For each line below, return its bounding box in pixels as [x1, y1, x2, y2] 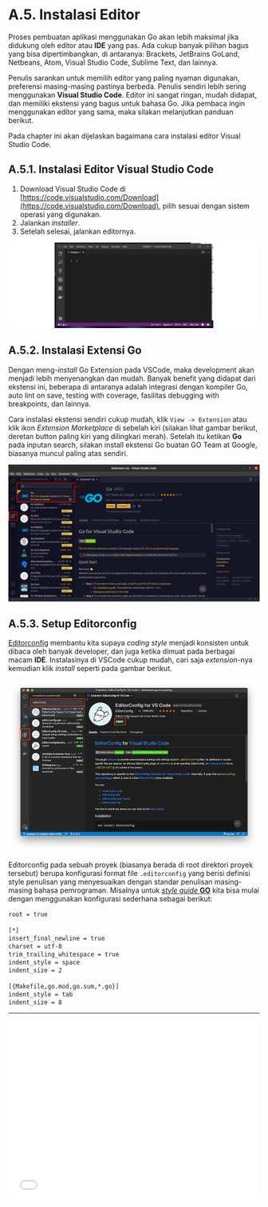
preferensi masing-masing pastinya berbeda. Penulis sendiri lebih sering [8, 82, 246, 91]
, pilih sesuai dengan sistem [158, 201, 250, 210]
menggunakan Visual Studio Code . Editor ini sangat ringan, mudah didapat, [8, 90, 258, 99]
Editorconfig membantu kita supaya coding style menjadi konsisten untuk [8, 638, 250, 648]
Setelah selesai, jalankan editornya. [19, 226, 136, 236]
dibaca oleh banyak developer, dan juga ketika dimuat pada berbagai [8, 646, 235, 657]
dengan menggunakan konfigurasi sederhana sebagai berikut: [8, 893, 213, 903]
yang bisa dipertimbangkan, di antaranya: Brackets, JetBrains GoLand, [8, 49, 240, 58]
